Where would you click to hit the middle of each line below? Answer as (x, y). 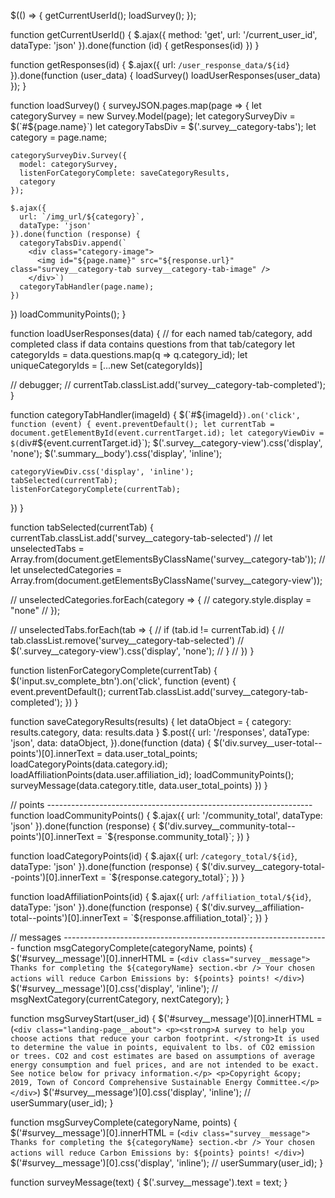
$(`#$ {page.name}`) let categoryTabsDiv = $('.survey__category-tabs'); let (163, 126)
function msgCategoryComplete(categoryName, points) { (134, 948)
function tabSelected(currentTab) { (82, 527)
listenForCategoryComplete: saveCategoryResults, (124, 173)
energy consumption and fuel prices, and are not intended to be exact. (165, 1065)
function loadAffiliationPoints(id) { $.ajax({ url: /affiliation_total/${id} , (161, 896)
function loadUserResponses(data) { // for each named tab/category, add (161, 333)
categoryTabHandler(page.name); (87, 287)
